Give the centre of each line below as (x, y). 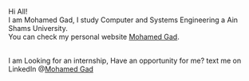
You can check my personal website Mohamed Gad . (94, 37)
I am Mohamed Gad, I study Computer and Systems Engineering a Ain (123, 20)
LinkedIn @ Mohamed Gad (51, 69)
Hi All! (18, 12)
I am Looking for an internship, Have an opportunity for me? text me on (125, 60)
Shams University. (38, 28)
